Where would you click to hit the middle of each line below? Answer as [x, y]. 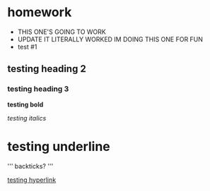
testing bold [25, 104]
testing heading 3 [38, 89]
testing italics [27, 118]
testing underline [59, 146]
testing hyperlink [32, 180]
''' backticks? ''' [30, 166]
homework [40, 12]
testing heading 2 [47, 69]
